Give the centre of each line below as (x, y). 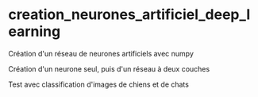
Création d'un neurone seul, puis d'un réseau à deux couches (109, 68)
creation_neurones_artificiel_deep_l (129, 15)
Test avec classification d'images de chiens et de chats (98, 84)
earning (35, 31)
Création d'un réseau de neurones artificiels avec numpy (101, 53)
